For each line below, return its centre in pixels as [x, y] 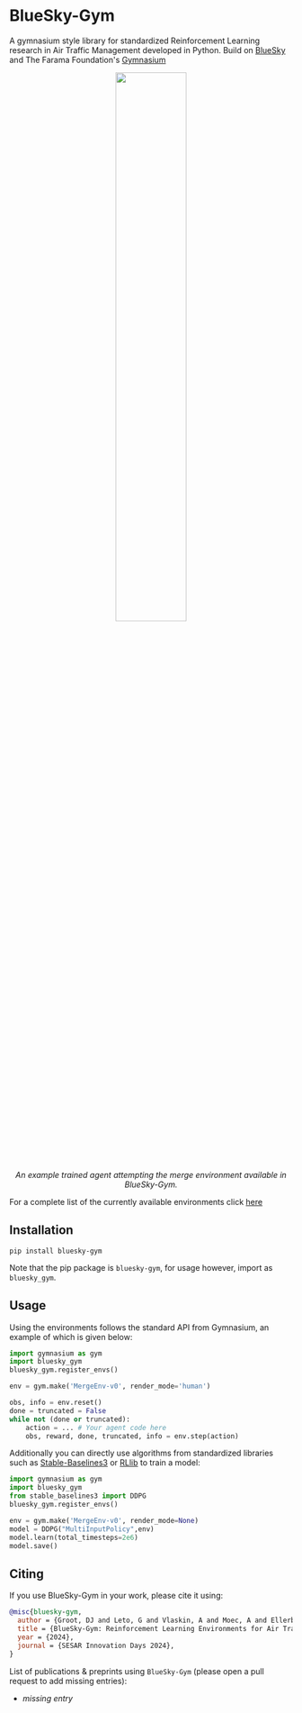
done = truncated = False [58, 1410]
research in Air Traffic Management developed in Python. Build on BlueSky [147, 50]
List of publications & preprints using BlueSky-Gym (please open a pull [137, 1671]
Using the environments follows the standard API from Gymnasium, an [139, 1327]
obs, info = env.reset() [56, 1403]
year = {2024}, [46, 1637]
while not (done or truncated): [70, 1419]
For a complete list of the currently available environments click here [136, 1201]
